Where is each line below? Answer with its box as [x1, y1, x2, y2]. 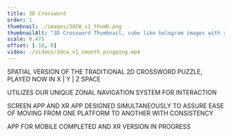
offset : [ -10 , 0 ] [7, 42, 57, 49]
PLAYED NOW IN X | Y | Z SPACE [7, 75, 101, 83]
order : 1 [7, 17, 32, 23]
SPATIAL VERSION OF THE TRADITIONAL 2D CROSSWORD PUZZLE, [7, 67, 202, 76]
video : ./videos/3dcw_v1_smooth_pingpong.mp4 [7, 49, 140, 56]
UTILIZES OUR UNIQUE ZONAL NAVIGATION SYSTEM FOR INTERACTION [7, 88, 217, 97]
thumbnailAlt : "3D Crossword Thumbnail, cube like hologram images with [7, 29, 221, 37]
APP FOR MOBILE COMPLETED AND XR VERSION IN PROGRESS [7, 122, 191, 130]
